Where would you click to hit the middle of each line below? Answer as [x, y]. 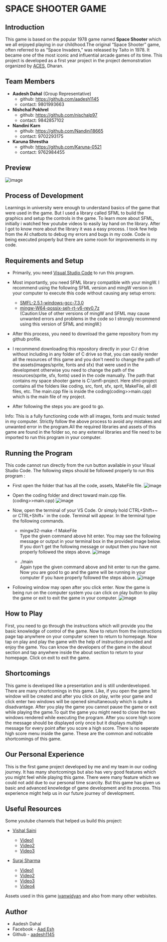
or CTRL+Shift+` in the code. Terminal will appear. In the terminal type [84, 516]
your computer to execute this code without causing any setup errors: [84, 293]
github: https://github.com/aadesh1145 [59, 99]
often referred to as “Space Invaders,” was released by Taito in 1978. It [78, 50]
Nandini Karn [26, 125]
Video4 [27, 886]
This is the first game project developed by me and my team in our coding [81, 766]
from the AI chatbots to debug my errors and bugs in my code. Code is [78, 234]
